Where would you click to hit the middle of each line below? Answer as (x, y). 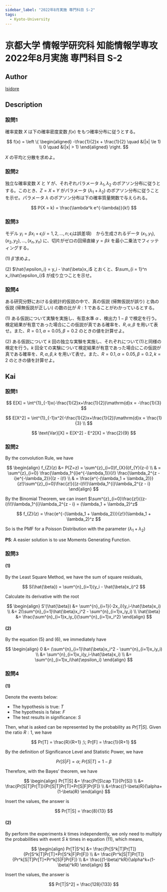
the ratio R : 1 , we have (29, 733)
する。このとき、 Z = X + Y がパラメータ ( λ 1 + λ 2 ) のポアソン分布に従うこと (82, 191)
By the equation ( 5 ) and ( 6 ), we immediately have (56, 639)
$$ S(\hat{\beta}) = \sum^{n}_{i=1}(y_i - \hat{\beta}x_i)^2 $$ (84, 587)
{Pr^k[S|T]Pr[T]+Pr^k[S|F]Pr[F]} (45, 859)
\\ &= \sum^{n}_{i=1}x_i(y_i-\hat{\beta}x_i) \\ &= (84, 654)
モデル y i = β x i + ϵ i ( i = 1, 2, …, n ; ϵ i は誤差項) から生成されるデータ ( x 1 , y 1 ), (80, 234)
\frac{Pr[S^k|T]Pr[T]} (115, 849)
